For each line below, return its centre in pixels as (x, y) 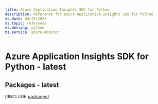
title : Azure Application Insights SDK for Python (57, 10)
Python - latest (36, 67)
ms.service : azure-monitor (32, 32)
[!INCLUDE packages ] (27, 96)
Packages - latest (32, 85)
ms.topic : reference (26, 23)
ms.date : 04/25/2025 (26, 19)
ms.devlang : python (25, 28)
